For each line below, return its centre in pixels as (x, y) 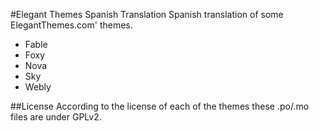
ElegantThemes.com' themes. (71, 25)
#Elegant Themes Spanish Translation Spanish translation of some (147, 14)
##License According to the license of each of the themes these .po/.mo (160, 106)
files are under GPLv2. (56, 117)
